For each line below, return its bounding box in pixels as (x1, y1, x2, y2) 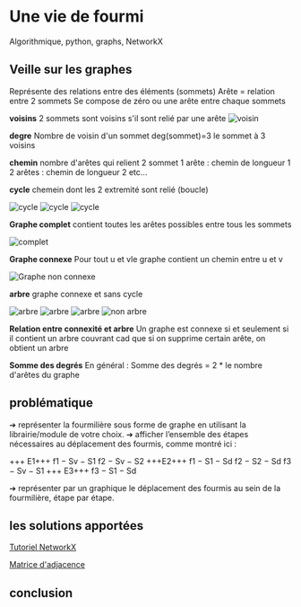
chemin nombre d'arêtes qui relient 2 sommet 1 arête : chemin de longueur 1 (9, 157, 291, 168)
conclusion (9, 585, 73, 601)
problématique (9, 395, 94, 410)
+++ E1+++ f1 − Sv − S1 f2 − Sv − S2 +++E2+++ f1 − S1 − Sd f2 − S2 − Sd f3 (9, 455, 292, 466)
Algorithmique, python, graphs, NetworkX (9, 36, 163, 47)
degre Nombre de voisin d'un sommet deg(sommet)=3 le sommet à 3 (9, 130, 266, 141)
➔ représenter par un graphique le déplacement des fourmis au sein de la (9, 482, 281, 493)
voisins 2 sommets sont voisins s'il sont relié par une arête (9, 112, 227, 123)
